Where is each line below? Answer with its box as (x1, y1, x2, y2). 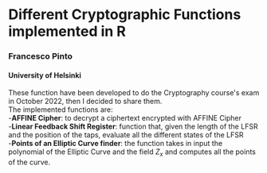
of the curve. (8, 157, 51, 167)
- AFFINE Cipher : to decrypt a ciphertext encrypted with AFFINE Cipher (8, 113, 241, 123)
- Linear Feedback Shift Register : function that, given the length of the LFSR (8, 121, 258, 132)
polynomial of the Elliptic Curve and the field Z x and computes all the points (8, 147, 257, 159)
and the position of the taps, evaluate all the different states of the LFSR (8, 130, 244, 140)
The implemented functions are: (8, 105, 113, 114)
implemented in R (8, 22, 126, 40)
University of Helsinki (8, 70, 82, 80)
